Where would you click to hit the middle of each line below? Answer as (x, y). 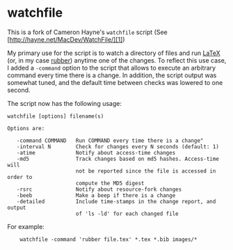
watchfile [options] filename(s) (56, 116)
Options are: (26, 128)
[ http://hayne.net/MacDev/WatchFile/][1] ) (66, 39)
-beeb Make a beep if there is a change (96, 195)
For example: (26, 226)
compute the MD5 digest (110, 183)
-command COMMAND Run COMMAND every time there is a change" (110, 141)
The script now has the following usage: (64, 103)
